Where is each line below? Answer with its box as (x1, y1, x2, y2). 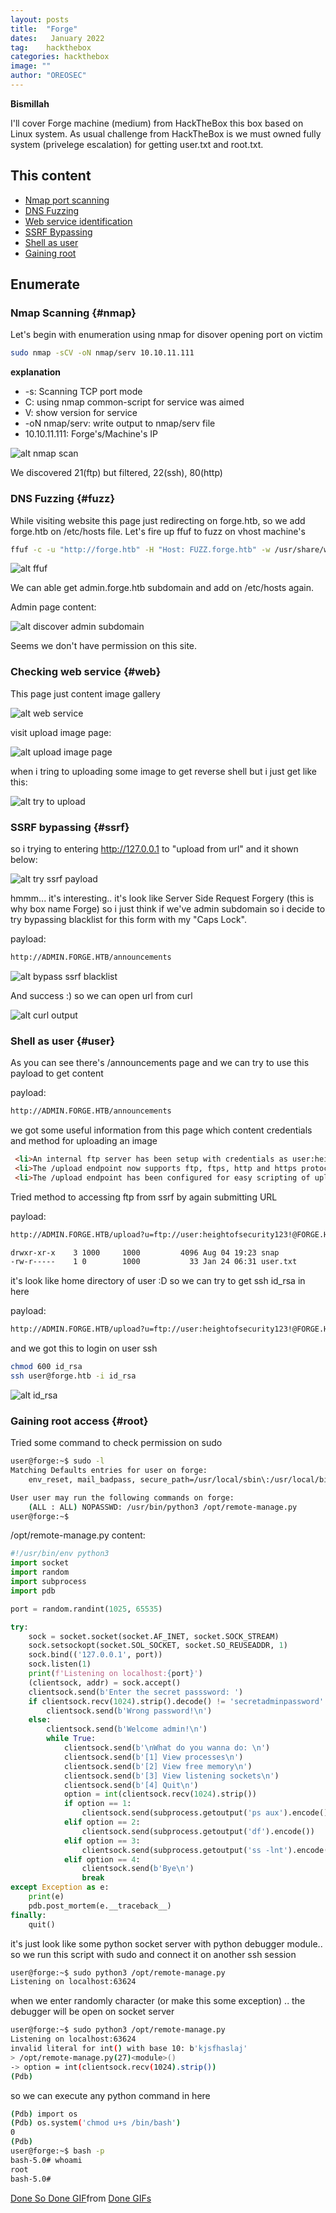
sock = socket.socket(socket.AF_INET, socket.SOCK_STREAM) (28, 1631, 280, 1641)
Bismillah (10, 97, 50, 110)
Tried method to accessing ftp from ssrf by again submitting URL (10, 1191, 278, 1203)
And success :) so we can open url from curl (10, 989, 193, 1001)
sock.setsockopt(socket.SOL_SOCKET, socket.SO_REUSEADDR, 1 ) (28, 1641, 288, 1651)
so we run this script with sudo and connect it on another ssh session (10, 1948, 297, 1960)
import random (10, 1567, 70, 1578)
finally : (10, 1910, 47, 1920)
